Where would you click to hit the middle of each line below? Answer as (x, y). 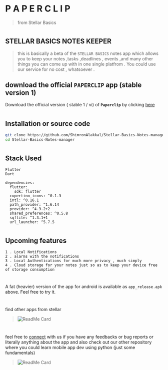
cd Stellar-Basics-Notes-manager (40, 140)
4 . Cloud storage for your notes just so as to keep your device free (81, 265)
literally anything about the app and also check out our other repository (78, 342)
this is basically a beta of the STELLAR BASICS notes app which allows (88, 53)
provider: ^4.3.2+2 (30, 209)
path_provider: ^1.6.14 (34, 205)
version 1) (21, 93)
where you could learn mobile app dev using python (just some (70, 347)
